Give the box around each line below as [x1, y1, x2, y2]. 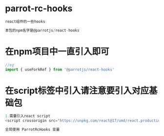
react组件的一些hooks [5, 19, 45, 24]
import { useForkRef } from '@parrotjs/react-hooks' [5, 67, 115, 72]
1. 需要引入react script [5, 113, 50, 119]
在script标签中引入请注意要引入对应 [5, 85, 149, 96]
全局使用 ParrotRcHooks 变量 [5, 127, 60, 132]
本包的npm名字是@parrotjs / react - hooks [5, 28, 80, 33]
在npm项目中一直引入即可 [5, 46, 109, 57]
